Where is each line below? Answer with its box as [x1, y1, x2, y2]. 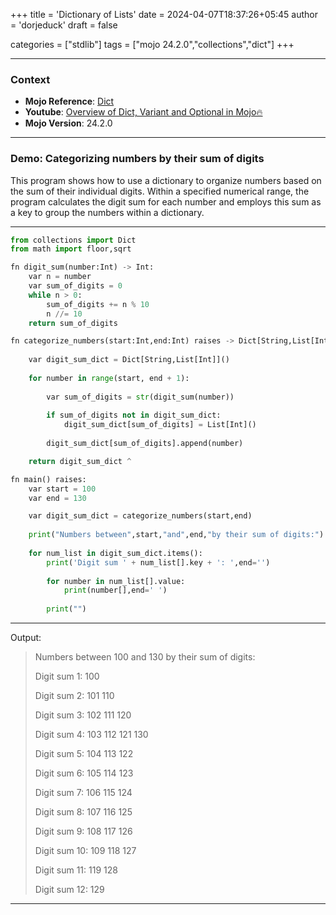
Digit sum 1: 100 [34, 670, 100, 683]
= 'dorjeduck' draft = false [10, 19, 118, 31]
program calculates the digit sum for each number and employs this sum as [10, 195, 322, 208]
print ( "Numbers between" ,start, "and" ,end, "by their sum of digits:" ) [28, 530, 325, 540]
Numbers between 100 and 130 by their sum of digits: [34, 651, 256, 663]
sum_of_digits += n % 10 [46, 299, 150, 309]
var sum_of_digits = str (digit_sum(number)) [46, 392, 235, 402]
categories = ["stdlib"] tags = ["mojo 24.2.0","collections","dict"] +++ [10, 39, 295, 50]
